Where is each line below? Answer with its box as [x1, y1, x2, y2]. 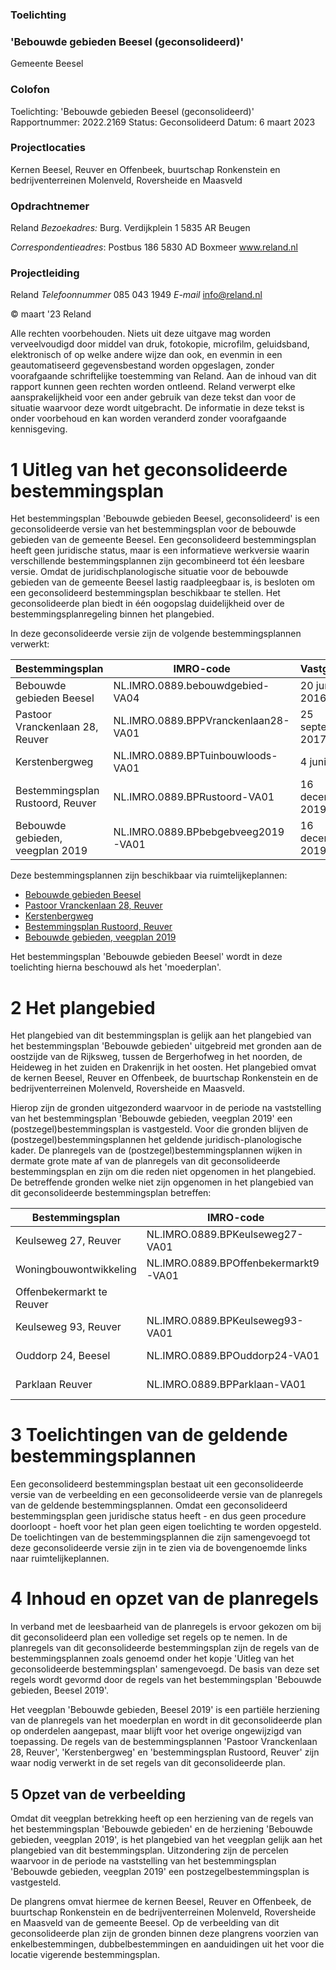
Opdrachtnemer [10, 199, 90, 213]
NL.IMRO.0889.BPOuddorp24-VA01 [146, 1349, 320, 1363]
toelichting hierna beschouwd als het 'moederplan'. [10, 961, 222, 973]
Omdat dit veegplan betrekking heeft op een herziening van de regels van [10, 1812, 314, 1824]
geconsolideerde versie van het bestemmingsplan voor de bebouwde [10, 523, 297, 535]
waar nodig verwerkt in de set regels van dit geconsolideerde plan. [10, 1757, 286, 1769]
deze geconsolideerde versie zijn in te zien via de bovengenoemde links [10, 1542, 308, 1554]
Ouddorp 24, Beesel [15, 1349, 111, 1363]
